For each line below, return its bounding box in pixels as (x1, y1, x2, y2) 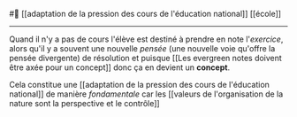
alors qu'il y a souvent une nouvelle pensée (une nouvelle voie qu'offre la (9, 43, 276, 53)
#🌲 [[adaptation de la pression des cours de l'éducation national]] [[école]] (9, 9, 281, 19)
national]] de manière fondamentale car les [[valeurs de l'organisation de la (9, 89, 284, 99)
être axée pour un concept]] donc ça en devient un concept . (9, 62, 231, 73)
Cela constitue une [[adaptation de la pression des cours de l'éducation (9, 80, 270, 90)
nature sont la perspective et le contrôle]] (9, 98, 161, 108)
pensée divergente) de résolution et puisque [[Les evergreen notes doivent (9, 53, 283, 63)
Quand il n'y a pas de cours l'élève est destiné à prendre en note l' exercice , (9, 34, 284, 44)
